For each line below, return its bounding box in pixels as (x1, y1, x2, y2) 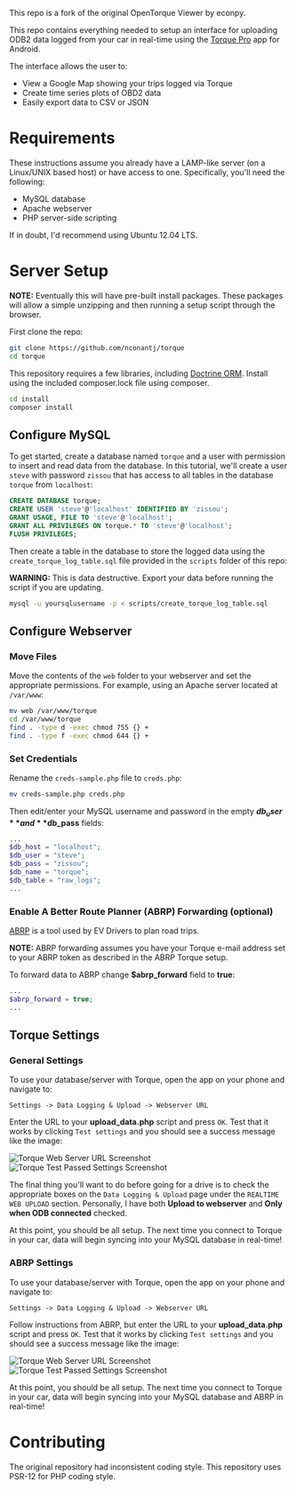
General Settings (9, 1053, 84, 1066)
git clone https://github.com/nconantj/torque (9, 343, 185, 352)
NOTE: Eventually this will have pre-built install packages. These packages (9, 290, 284, 300)
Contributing (9, 1431, 106, 1452)
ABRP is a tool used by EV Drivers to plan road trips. (9, 925, 200, 936)
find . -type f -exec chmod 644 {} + (9, 731, 149, 741)
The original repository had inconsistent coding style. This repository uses (9, 1462, 282, 1472)
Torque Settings (9, 1028, 100, 1043)
